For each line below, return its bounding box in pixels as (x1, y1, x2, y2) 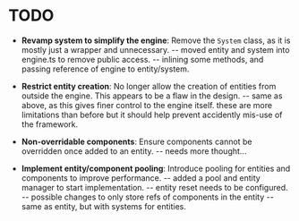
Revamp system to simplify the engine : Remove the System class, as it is (21, 35, 291, 46)
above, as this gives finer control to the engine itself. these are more (21, 99, 273, 110)
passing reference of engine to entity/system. (21, 64, 190, 74)
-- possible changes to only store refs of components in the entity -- (21, 191, 274, 202)
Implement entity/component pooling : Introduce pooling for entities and (21, 163, 291, 174)
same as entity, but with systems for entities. (21, 200, 187, 211)
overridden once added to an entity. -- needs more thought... (21, 145, 247, 157)
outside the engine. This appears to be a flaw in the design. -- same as (21, 90, 283, 101)
